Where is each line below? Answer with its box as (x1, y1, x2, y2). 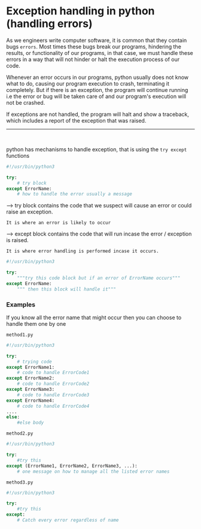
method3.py (6, 479, 33, 485)
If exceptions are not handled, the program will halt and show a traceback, (6, 111, 190, 118)
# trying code (17, 359, 52, 365)
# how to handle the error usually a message (17, 191, 133, 197)
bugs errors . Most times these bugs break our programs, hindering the (6, 43, 181, 50)
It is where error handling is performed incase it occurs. (6, 248, 160, 255)
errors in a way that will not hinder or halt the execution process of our (6, 56, 180, 63)
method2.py (6, 430, 33, 437)
